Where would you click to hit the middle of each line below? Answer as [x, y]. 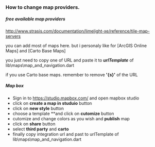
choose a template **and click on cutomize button [63, 114]
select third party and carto [41, 129]
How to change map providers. [43, 7]
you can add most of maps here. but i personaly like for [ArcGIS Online [76, 46]
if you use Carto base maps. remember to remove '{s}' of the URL [72, 75]
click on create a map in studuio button [52, 103]
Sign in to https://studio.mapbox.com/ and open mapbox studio [76, 98]
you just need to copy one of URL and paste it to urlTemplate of [70, 60]
